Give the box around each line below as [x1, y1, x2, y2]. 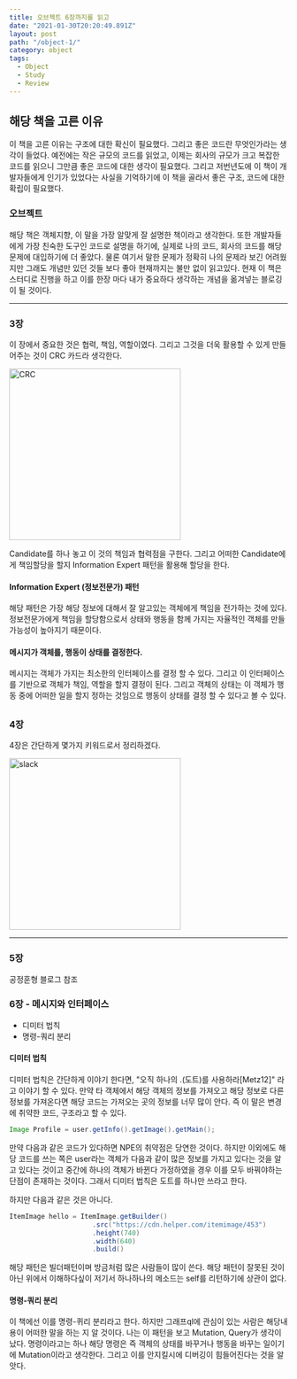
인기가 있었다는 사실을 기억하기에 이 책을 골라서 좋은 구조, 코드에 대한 [47, 172, 286, 182]
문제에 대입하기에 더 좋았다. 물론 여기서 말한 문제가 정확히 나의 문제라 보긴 [9, 252, 263, 262]
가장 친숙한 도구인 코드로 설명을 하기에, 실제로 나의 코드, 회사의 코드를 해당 [25, 240, 283, 251]
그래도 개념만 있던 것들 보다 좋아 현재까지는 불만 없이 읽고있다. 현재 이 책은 [25, 262, 283, 273]
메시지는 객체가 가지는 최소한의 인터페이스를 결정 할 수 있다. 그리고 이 [9, 668, 247, 678]
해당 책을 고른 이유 [9, 114, 103, 129]
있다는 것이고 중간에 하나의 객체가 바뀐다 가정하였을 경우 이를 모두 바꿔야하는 [18, 1164, 283, 1174]
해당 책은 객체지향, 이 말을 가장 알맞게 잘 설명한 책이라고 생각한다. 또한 [9, 229, 252, 240]
